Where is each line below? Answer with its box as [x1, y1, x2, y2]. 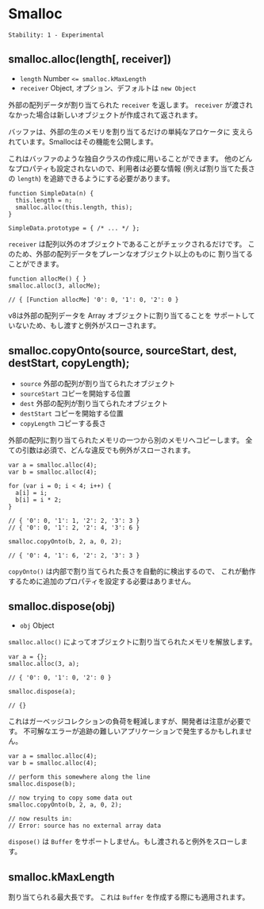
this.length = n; [15, 196, 73, 204]
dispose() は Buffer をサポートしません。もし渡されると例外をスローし [8, 837, 241, 846]
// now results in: [8, 815, 73, 823]
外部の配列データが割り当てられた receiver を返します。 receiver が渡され [8, 100, 253, 110]
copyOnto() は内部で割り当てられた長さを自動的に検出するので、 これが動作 [8, 566, 256, 576]
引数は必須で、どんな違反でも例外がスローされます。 [21, 445, 196, 454]
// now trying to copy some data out [8, 794, 133, 803]
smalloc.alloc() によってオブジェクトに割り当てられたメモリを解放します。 [8, 637, 257, 647]
